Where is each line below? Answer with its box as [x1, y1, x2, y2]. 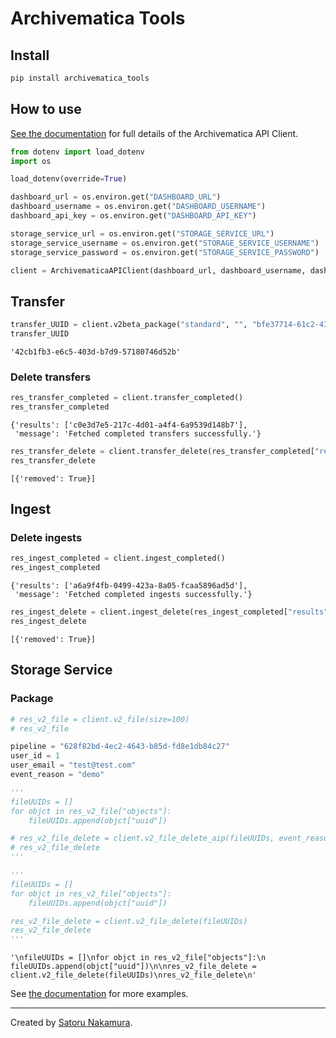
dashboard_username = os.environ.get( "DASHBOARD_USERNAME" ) [10, 202, 267, 212]
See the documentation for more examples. [10, 988, 189, 1000]
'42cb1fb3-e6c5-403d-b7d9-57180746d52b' [10, 347, 182, 357]
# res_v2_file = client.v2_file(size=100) [10, 714, 190, 724]
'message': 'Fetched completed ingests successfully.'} [14, 590, 253, 600]
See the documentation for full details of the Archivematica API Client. [10, 127, 299, 139]
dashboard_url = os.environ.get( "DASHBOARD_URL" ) [10, 192, 222, 202]
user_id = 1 [10, 751, 60, 761]
